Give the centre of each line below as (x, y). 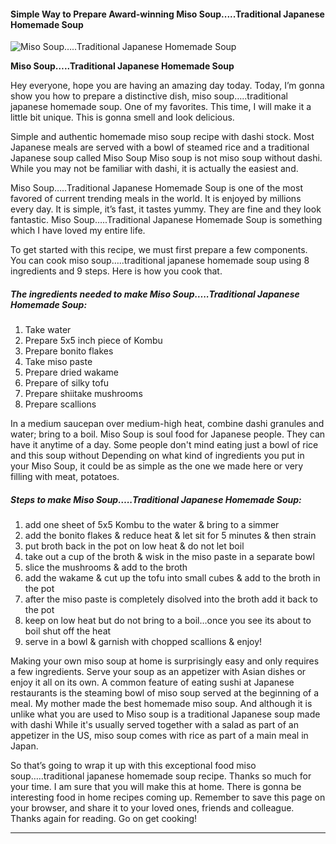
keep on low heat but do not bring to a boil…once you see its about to (168, 621)
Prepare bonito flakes (69, 351)
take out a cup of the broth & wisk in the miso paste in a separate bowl (169, 557)
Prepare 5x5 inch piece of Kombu (93, 341)
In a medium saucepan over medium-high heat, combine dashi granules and (167, 424)
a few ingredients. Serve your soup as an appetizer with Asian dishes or (158, 672)
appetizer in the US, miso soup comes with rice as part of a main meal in (159, 736)
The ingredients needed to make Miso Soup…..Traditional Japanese (155, 294)
